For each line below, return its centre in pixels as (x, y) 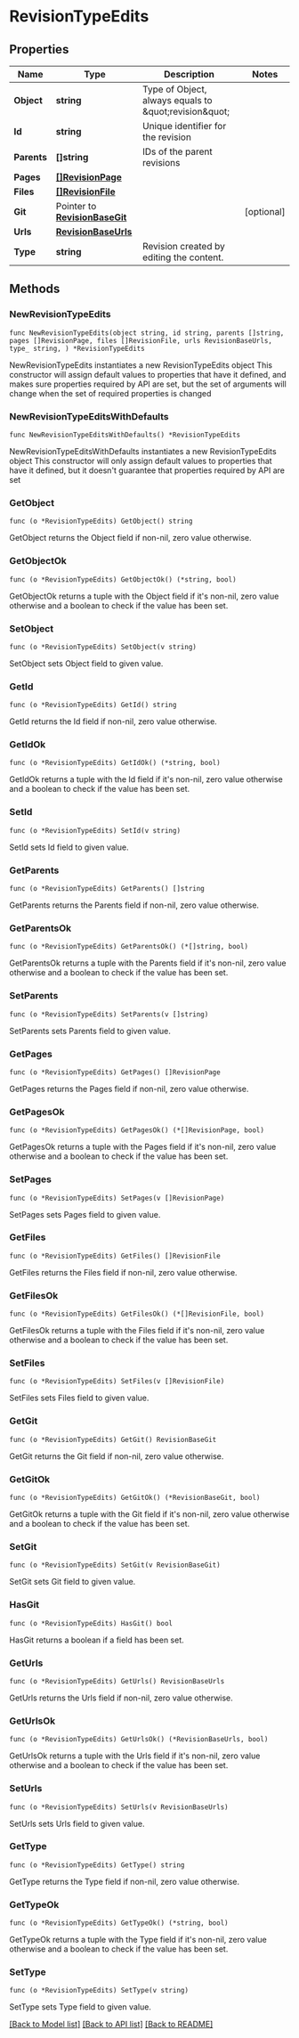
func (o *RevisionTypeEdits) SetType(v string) (99, 1991)
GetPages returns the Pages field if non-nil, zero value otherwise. (129, 1088)
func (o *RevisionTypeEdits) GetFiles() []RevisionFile (115, 1256)
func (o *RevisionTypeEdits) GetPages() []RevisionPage (115, 1072)
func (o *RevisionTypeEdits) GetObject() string (101, 522)
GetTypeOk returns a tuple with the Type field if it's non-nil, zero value (138, 1940)
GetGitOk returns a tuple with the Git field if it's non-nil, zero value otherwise (149, 1514)
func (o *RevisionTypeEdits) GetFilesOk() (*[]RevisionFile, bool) (137, 1314)
